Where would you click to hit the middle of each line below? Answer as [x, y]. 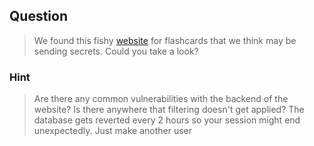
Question [38, 16]
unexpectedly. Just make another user [113, 131]
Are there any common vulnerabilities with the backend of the [161, 99]
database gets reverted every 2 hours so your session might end [167, 120]
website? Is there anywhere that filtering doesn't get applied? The [169, 110]
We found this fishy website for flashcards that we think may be [165, 40]
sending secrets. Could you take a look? [116, 51]
